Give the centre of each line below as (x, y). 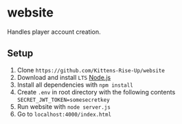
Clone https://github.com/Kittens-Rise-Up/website (91, 70)
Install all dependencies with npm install (75, 85)
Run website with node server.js (64, 106)
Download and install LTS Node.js (64, 77)
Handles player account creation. (54, 32)
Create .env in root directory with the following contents (96, 92)
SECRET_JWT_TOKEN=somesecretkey (63, 100)
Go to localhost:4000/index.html (64, 114)
